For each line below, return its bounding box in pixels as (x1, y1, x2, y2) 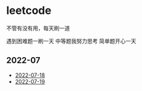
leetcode (6, 4, 51, 18)
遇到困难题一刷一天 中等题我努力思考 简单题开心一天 (6, 37, 137, 44)
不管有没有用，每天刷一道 (6, 24, 70, 32)
